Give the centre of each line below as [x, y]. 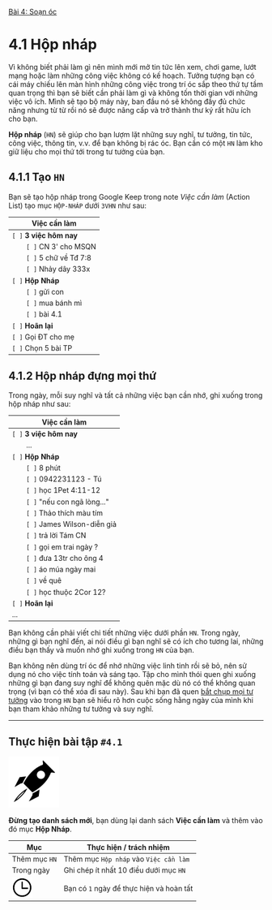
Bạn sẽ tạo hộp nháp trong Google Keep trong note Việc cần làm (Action [130, 196]
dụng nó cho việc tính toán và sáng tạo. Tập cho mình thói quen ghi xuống [132, 674]
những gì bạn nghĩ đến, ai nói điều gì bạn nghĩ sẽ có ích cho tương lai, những [136, 641]
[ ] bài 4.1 [44, 314]
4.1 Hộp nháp [53, 45]
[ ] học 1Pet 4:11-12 [64, 490]
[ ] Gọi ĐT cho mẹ [43, 337]
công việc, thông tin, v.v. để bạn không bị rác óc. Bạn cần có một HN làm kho [136, 143]
